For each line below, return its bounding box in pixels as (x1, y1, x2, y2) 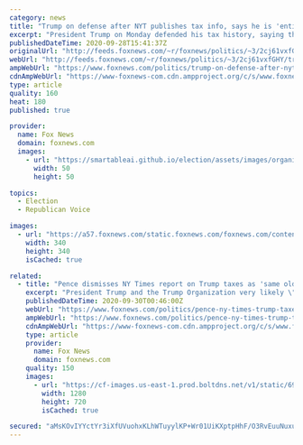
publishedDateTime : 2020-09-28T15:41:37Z (9, 38, 168, 48)
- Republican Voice (17, 205, 91, 215)
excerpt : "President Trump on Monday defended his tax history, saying (9, 30, 284, 39)
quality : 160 (9, 88, 59, 97)
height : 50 (32, 172, 75, 181)
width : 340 (25, 238, 67, 247)
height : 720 (41, 397, 87, 406)
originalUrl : (9, 47, 59, 56)
